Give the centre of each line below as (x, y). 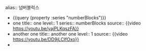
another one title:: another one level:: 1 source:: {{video (70, 34)
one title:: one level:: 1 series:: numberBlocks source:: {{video (77, 23)
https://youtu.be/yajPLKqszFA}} (46, 29)
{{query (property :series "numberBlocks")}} (59, 18)
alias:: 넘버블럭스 (22, 7)
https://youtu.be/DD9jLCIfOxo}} (46, 39)
